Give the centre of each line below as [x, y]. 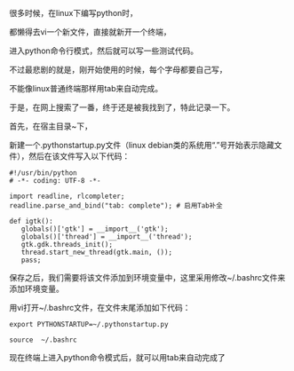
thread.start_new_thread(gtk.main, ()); [97, 252]
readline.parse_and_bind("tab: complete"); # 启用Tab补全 [116, 206]
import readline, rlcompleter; [67, 196]
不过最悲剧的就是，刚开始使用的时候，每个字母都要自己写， [118, 70]
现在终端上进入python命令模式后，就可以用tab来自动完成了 [117, 357]
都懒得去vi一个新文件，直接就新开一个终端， [90, 32]
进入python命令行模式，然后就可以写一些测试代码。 [103, 51]
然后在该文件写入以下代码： [79, 156]
